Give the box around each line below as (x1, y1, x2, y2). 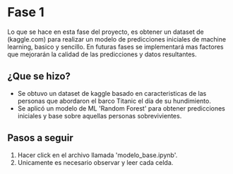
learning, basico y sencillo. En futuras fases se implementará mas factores (7, 42, 224, 51)
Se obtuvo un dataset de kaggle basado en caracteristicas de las (17, 89, 207, 97)
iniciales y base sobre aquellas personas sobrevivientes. (17, 111, 182, 120)
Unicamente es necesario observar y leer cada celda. (17, 158, 174, 166)
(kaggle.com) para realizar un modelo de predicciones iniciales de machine (7, 35, 227, 43)
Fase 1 (7, 4, 44, 20)
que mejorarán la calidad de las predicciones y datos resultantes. (7, 50, 197, 58)
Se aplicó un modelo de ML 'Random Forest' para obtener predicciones (17, 104, 226, 113)
